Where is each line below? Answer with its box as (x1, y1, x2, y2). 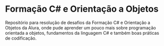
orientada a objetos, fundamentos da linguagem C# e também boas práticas (5, 30, 160, 36)
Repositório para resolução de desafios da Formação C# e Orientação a (5, 20, 151, 25)
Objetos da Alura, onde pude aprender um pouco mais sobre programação (5, 24, 156, 30)
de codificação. (5, 35, 37, 41)
